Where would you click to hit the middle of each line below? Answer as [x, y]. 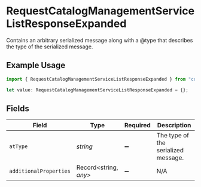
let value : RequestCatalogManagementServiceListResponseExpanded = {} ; [97, 90]
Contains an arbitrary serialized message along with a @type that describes [100, 40]
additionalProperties [40, 171]
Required [137, 125]
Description [174, 125]
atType [19, 147]
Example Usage [36, 65]
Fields [18, 108]
